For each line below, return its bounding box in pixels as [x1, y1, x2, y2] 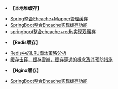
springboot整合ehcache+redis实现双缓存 [10, 28, 96, 35]
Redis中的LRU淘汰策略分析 [10, 50, 67, 56]
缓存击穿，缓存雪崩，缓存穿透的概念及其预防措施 [10, 56, 113, 63]
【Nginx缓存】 [10, 67, 41, 73]
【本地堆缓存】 [10, 5, 42, 11]
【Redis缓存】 [10, 39, 41, 45]
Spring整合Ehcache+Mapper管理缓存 [10, 16, 88, 22]
